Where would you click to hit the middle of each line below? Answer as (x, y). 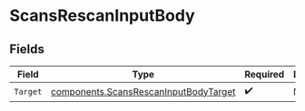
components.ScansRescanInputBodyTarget (143, 91)
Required (265, 74)
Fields (27, 49)
